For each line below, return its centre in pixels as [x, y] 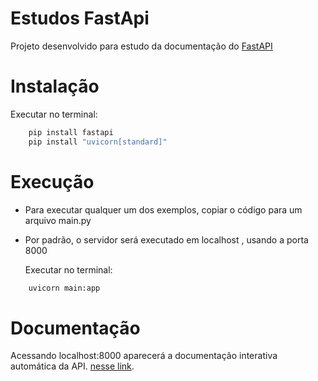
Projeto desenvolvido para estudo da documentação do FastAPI [141, 46]
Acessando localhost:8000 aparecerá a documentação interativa [144, 356]
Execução [52, 181]
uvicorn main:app [64, 288]
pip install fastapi [71, 132]
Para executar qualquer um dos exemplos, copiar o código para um [163, 209]
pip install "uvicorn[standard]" [98, 142]
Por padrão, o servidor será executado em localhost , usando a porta [166, 239]
